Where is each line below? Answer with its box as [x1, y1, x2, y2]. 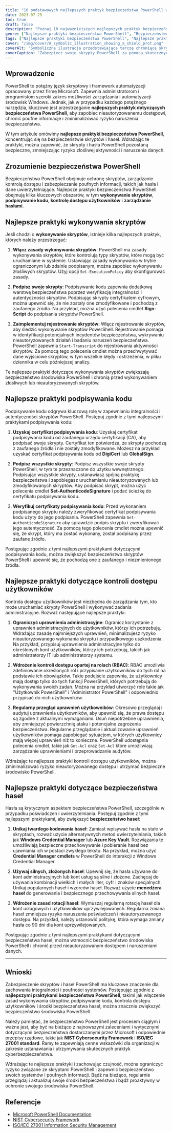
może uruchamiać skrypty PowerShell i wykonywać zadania [5, 604, 132, 610]
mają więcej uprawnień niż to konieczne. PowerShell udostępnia [12, 737, 148, 743]
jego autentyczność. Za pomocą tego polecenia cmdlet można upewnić [12, 525, 164, 531]
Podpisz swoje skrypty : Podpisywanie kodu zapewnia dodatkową [12, 284, 153, 290]
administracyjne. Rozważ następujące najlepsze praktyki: [5, 609, 126, 615]
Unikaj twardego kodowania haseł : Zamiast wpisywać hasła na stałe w [12, 826, 163, 832]
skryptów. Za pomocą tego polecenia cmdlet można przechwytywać [12, 348, 158, 354]
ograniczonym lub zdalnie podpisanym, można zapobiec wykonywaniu [12, 263, 162, 269]
